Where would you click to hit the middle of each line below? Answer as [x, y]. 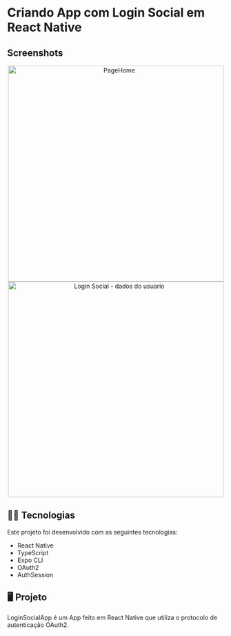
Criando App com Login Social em [106, 13]
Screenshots [35, 53]
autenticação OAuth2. [38, 625]
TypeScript [33, 552]
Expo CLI [30, 560]
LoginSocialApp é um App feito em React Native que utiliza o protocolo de [112, 617]
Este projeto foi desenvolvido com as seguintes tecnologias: [92, 532]
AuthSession [35, 575]
